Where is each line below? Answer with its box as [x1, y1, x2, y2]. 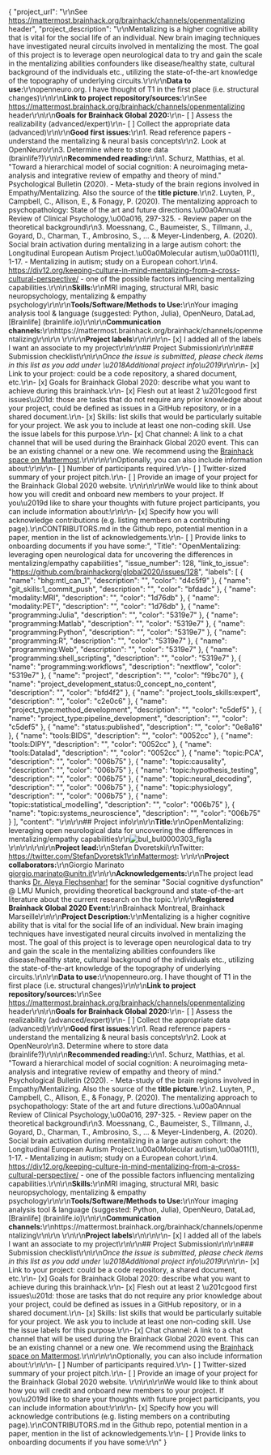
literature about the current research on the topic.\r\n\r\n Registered [8, 895, 235, 903]
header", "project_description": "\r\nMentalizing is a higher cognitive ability [8, 24, 259, 33]
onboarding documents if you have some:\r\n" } [8, 1437, 167, 1447]
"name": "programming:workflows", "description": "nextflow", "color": [8, 662, 241, 672]
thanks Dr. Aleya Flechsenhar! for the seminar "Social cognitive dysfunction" [8, 878, 264, 886]
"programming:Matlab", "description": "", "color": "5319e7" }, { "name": [8, 619, 245, 628]
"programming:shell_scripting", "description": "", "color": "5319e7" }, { [8, 653, 242, 663]
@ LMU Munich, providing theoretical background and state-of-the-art [8, 886, 244, 895]
